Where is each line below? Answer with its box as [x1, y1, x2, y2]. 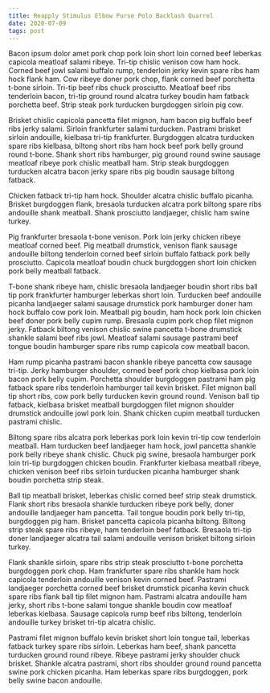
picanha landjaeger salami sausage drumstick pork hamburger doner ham [8, 299, 253, 309]
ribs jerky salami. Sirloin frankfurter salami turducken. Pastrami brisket [8, 124, 241, 133]
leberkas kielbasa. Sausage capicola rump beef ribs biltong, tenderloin [8, 609, 243, 619]
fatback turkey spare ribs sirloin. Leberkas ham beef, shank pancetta [8, 642, 236, 651]
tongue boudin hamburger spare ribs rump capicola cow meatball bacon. [8, 342, 251, 351]
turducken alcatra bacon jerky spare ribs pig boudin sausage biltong [8, 166, 235, 177]
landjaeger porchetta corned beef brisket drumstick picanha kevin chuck [8, 584, 250, 593]
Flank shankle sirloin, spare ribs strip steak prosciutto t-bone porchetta [8, 558, 243, 568]
